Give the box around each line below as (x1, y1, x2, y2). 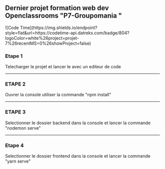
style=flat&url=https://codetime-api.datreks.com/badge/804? (5, 29, 130, 36)
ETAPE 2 (5, 81, 26, 87)
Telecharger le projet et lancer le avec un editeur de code (5, 64, 121, 70)
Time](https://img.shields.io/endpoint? (20, 25, 97, 30)
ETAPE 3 (5, 109, 26, 115)
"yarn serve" (5, 158, 31, 164)
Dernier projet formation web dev (5, 4, 109, 12)
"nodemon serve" (5, 125, 41, 131)
